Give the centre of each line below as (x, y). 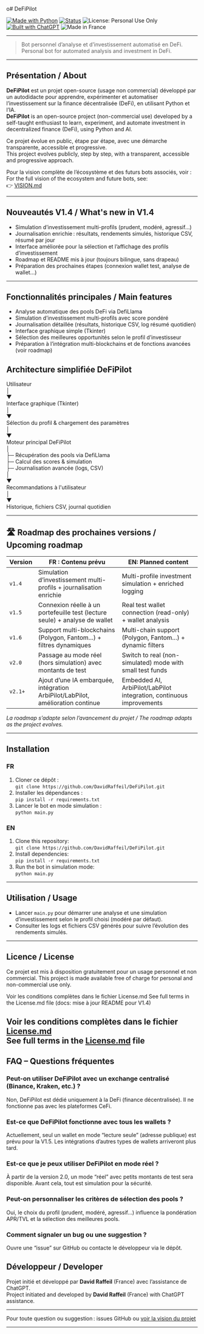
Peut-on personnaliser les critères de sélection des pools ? (95, 1199)
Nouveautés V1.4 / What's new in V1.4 (80, 212)
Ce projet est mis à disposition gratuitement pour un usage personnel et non (102, 971)
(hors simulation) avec (70, 663)
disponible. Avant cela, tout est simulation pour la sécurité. (80, 1183)
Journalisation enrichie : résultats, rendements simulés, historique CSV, (104, 233)
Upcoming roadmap (45, 545)
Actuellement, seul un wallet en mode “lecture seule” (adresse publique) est (101, 1135)
